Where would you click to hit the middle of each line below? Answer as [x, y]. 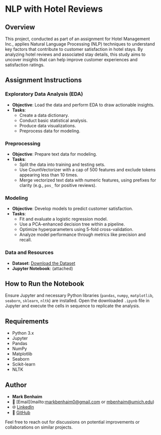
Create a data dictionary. [44, 115]
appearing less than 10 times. [49, 175]
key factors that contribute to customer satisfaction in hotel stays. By [74, 49]
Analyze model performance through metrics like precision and [82, 235]
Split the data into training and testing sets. [62, 164]
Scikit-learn [24, 364]
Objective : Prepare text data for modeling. [54, 154]
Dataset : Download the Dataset [44, 263]
